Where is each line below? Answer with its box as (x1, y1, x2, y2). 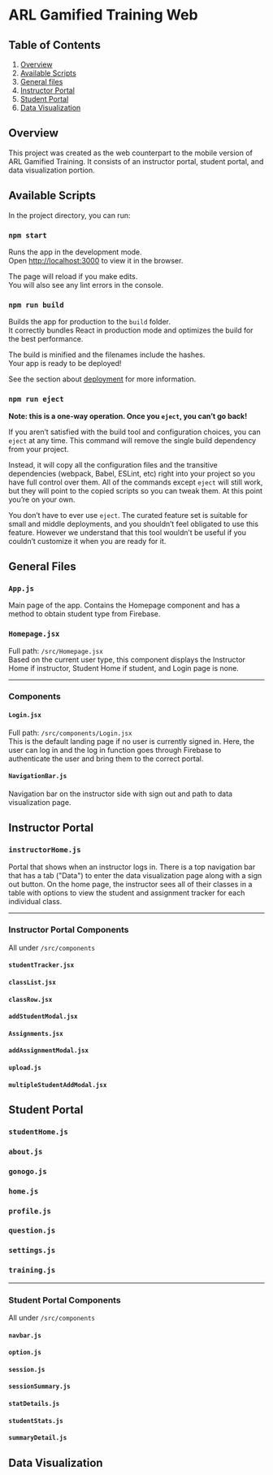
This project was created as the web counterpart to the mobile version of (8, 148, 253, 158)
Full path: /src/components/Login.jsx (8, 728, 132, 737)
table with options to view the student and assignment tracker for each (8, 888, 245, 898)
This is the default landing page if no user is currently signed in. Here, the (8, 736, 254, 746)
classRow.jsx (8, 995, 53, 1003)
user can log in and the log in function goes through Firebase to (8, 745, 222, 755)
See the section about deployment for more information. (8, 374, 197, 384)
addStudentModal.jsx (8, 1012, 79, 1021)
